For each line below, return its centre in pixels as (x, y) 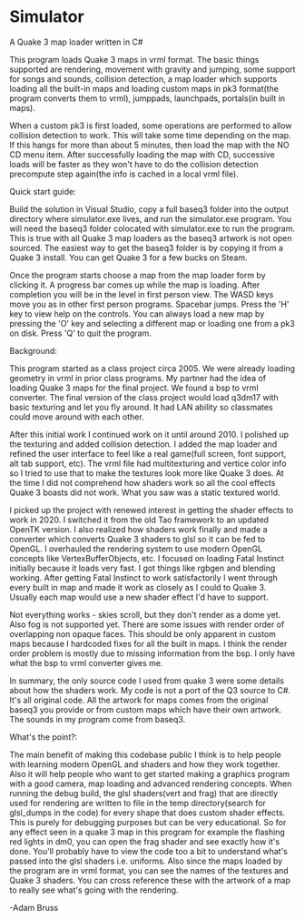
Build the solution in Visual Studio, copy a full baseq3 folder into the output (149, 209)
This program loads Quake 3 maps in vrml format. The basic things (134, 59)
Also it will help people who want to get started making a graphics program (150, 773)
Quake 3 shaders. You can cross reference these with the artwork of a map (150, 880)
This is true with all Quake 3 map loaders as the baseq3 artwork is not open (151, 238)
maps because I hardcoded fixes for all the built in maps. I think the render (148, 643)
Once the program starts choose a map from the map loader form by (138, 275)
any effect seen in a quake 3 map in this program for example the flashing (148, 832)
